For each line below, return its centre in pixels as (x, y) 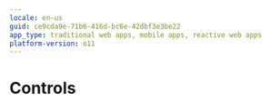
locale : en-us (36, 18)
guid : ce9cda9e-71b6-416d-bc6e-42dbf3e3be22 (95, 26)
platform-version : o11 (52, 43)
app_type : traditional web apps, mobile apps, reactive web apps (135, 35)
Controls (43, 88)
